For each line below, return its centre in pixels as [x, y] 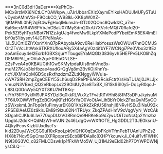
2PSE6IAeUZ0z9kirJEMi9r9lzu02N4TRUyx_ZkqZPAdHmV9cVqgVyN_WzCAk [82, 110]
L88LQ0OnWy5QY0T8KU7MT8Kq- [40, 90]
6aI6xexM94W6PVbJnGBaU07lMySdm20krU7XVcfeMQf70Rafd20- [72, 28]
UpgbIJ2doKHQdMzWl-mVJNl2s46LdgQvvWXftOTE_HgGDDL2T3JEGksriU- [81, 120]
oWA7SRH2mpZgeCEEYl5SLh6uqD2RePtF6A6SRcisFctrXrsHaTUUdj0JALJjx [81, 79]
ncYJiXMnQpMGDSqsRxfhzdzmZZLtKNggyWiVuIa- [56, 74]
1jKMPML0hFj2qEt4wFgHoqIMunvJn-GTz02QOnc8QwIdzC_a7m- [70, 22]
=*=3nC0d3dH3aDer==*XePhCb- [40, 7]
